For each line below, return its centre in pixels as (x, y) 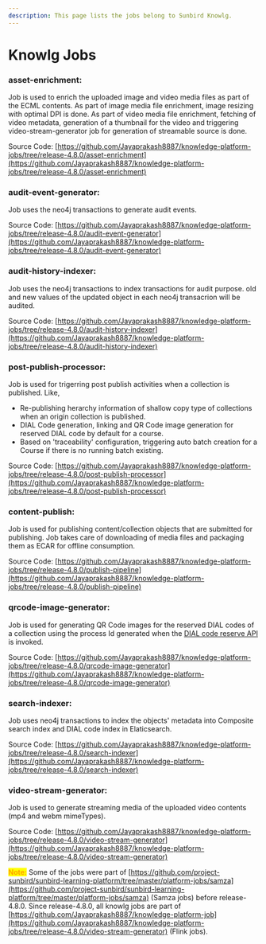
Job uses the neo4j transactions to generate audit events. (102, 210)
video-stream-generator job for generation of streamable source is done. (128, 131)
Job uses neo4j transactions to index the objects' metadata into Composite (131, 720)
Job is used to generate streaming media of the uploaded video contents (127, 808)
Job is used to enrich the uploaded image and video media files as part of (129, 97)
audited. (22, 305)
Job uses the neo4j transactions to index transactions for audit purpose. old (132, 288)
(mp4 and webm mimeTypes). (57, 816)
